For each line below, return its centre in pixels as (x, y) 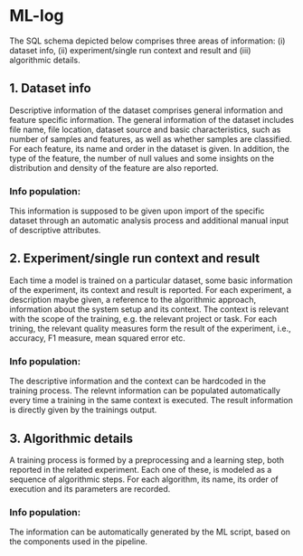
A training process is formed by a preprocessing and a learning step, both (147, 460)
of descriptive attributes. (55, 231)
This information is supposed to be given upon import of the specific (137, 211)
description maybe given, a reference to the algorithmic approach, (133, 299)
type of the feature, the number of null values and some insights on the (142, 158)
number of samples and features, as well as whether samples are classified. (151, 139)
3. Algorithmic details (71, 438)
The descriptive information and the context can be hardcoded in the (138, 382)
